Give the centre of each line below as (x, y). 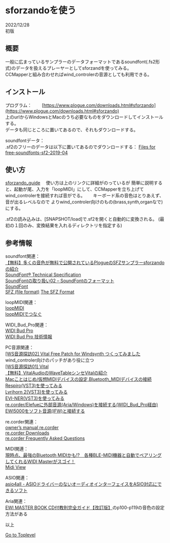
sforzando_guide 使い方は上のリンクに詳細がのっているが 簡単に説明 (79, 183)
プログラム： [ (25, 105)
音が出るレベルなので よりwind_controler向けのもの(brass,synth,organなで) (84, 202)
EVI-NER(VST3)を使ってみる (35, 398)
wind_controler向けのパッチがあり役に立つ (50, 360)
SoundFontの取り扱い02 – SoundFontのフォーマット (60, 281)
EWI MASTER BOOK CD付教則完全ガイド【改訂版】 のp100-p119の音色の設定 (85, 508)
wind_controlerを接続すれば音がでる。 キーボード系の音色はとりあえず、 (84, 196)
